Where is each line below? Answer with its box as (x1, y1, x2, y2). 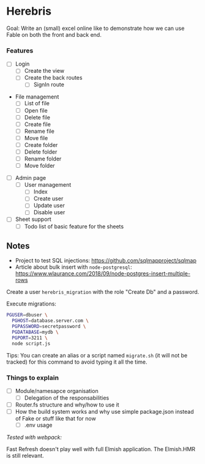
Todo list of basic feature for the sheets (24, 222, 124, 230)
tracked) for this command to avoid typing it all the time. (6, 358, 148, 365)
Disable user (33, 209, 65, 216)
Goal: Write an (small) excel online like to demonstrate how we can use (6, 24, 185, 32)
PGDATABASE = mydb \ (12, 329, 59, 335)
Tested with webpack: (6, 433, 62, 441)
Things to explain (6, 373, 59, 382)
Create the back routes (24, 74, 83, 81)
